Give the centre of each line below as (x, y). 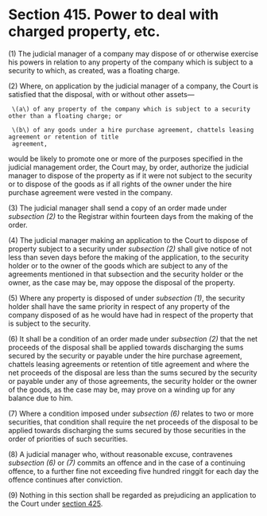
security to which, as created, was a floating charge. (94, 70)
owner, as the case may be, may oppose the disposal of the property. (122, 282)
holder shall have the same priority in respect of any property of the (119, 306)
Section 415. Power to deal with (114, 15)
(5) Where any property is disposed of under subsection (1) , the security (127, 298)
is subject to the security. (50, 323)
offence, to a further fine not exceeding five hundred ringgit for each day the (133, 471)
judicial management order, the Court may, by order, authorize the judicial (128, 167)
